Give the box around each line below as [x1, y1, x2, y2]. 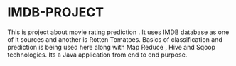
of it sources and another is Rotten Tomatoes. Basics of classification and [7, 35, 222, 43]
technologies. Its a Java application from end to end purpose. [7, 50, 188, 59]
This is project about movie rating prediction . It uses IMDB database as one [7, 28, 230, 36]
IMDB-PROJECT [7, 4, 104, 21]
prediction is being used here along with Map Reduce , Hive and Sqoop [7, 43, 215, 51]
